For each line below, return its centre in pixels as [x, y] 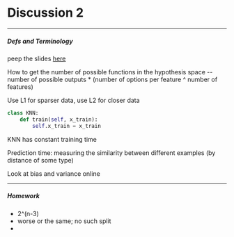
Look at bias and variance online [54, 173]
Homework [24, 196]
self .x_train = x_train [67, 126]
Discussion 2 [46, 13]
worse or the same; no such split [64, 221]
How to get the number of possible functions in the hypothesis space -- [110, 72]
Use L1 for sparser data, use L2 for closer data [74, 100]
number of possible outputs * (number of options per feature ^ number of [112, 79]
